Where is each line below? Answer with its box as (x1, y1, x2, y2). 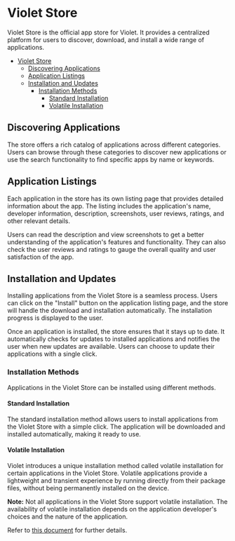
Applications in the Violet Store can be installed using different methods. (7, 383, 216, 392)
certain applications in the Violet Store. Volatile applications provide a (7, 469, 208, 478)
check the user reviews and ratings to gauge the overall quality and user (7, 245, 216, 253)
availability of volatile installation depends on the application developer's (7, 505, 217, 514)
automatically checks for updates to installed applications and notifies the (7, 335, 220, 343)
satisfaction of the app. (7, 253, 74, 261)
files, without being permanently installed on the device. (7, 484, 170, 493)
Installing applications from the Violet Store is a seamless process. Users (7, 291, 218, 300)
